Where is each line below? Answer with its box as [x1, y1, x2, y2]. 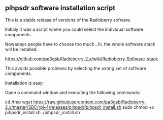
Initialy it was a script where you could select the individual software [5, 26, 144, 32]
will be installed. [5, 46, 38, 52]
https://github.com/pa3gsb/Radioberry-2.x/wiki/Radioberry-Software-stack [5, 56, 159, 62]
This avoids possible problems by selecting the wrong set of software [5, 65, 146, 71]
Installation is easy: [5, 80, 44, 86]
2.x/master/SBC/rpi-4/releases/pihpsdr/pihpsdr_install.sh [5, 104, 122, 110]
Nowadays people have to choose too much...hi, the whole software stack [5, 41, 156, 47]
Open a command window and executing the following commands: [5, 89, 140, 95]
